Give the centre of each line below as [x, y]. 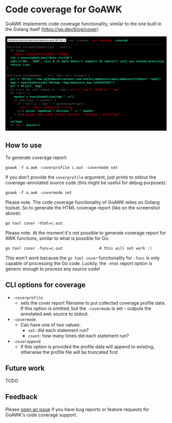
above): [13, 213]
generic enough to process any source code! [53, 269]
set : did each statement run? [58, 330]
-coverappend [27, 341]
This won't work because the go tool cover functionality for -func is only [83, 258]
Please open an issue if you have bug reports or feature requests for [77, 409]
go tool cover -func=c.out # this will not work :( [79, 249]
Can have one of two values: [50, 325]
